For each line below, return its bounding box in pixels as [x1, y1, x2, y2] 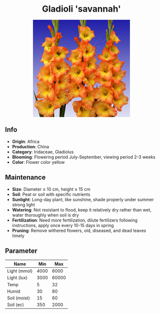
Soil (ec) [7, 302, 24, 308]
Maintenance [5, 174, 46, 182]
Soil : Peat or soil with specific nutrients [12, 191, 91, 197]
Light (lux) [7, 275, 28, 280]
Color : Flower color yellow [12, 159, 65, 165]
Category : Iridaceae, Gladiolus [12, 149, 74, 155]
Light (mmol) [7, 268, 33, 274]
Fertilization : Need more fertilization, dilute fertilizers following [12, 217, 138, 223]
